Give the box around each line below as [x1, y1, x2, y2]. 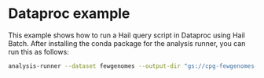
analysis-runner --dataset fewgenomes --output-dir [8, 62, 181, 70]
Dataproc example [8, 5, 130, 23]
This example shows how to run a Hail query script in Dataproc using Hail [8, 30, 245, 40]
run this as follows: [8, 47, 69, 56]
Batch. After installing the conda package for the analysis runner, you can [8, 38, 246, 48]
